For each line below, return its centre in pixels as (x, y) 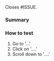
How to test (19, 33)
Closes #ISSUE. (21, 7)
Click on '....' (25, 49)
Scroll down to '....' (31, 54)
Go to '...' (21, 44)
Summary (17, 20)
